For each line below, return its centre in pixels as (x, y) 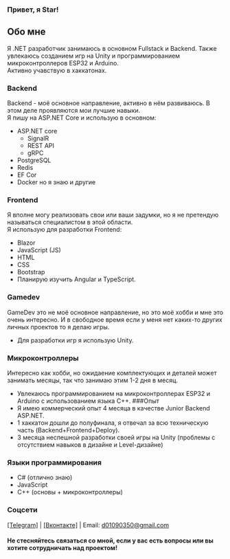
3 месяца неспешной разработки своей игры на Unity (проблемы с (116, 437)
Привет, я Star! (33, 10)
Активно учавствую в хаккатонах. (57, 70)
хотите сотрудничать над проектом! (62, 548)
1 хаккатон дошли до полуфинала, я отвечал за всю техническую (113, 423)
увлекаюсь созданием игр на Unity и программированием (94, 56)
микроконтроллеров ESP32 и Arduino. (63, 63)
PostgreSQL (34, 160)
